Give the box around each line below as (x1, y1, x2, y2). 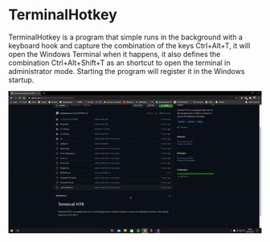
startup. (8, 75, 35, 84)
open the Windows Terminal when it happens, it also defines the (8, 49, 221, 59)
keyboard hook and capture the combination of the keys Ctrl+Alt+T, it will (8, 40, 251, 50)
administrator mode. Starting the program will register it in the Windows (8, 66, 245, 76)
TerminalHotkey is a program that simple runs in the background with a (8, 32, 243, 42)
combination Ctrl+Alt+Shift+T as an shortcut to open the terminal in (8, 58, 231, 68)
